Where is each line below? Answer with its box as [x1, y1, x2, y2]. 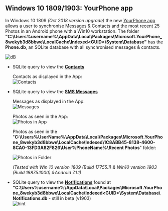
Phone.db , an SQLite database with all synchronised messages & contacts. [5, 44, 160, 50]
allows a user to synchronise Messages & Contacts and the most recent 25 [5, 23, 160, 29]
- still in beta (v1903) [48, 195, 91, 201]
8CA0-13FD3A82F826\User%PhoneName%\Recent [12, 145, 124, 151]
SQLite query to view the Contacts [12, 63, 85, 69]
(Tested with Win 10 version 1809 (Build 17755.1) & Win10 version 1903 [12, 164, 157, 170]
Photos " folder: [124, 145, 156, 151]
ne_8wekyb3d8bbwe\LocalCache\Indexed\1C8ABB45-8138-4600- [12, 139, 155, 145]
